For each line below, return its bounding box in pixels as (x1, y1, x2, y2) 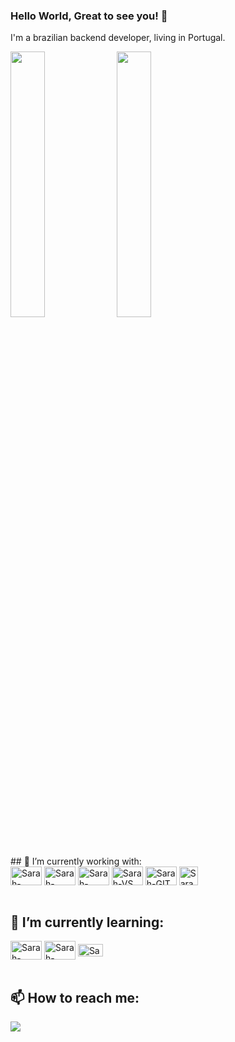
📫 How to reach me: (10, 989, 140, 1006)
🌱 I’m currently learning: (10, 914, 165, 931)
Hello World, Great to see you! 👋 (10, 9, 168, 23)
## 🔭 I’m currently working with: (10, 855, 142, 868)
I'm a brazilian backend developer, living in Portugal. (10, 32, 226, 44)
